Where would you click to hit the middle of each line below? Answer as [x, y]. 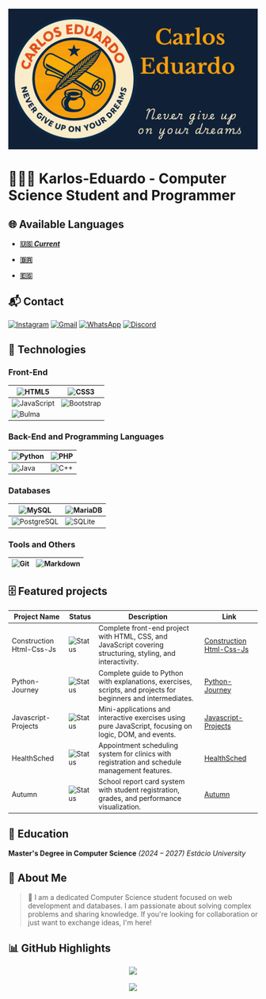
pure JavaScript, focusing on [145, 726]
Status [80, 617]
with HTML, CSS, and [133, 637]
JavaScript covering [131, 645]
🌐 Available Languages [66, 225]
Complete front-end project [144, 628]
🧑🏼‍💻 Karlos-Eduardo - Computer [118, 178]
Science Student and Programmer [122, 195]
